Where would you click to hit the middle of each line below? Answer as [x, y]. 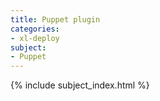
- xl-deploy [35, 38]
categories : [35, 29]
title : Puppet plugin [55, 19]
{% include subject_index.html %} [80, 85]
